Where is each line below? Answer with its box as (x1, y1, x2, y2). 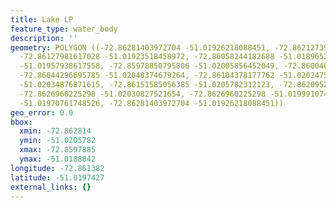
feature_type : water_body (10, 24, 118, 34)
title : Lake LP (10, 14, 74, 25)
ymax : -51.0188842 (19, 154, 97, 164)
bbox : (10, 117, 33, 127)
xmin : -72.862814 (19, 126, 92, 136)
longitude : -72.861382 (10, 163, 105, 173)
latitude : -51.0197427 (10, 172, 105, 183)
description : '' (10, 33, 78, 43)
